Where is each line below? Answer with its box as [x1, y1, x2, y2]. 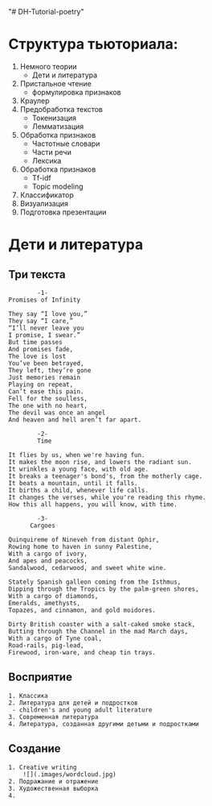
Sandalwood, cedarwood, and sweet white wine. [8, 563, 167, 571]
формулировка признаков [31, 87, 122, 97]
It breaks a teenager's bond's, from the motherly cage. [8, 472, 203, 480]
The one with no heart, [8, 401, 88, 409]
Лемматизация [31, 121, 84, 131]
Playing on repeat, [8, 380, 74, 388]
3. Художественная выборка [8, 784, 99, 792]
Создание [8, 742, 62, 756]
